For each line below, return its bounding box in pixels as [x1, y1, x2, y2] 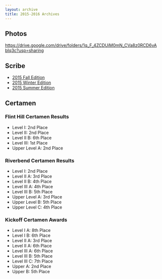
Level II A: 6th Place [12, 243, 52, 249]
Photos [5, 30, 27, 38]
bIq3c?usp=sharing [5, 48, 44, 53]
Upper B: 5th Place [12, 269, 50, 275]
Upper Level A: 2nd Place [12, 145, 63, 151]
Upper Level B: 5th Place [12, 199, 62, 205]
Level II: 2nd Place [12, 130, 49, 135]
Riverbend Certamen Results [5, 157, 75, 164]
